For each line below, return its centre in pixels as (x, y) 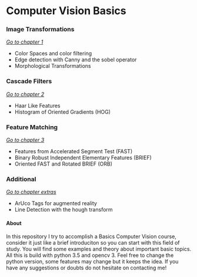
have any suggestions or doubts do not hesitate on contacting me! (86, 268)
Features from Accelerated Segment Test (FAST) (74, 151)
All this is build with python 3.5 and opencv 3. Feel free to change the (90, 255)
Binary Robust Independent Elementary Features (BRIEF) (83, 158)
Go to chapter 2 (25, 94)
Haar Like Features (37, 105)
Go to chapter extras (31, 192)
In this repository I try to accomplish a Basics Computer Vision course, (91, 236)
